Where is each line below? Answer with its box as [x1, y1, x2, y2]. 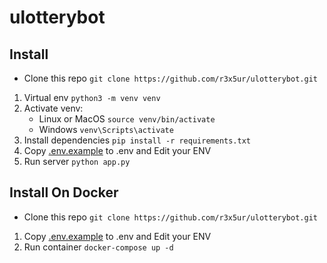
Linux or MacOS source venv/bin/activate [38, 113, 216, 125]
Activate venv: [23, 102, 84, 114]
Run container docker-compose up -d [23, 241, 174, 253]
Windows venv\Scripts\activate [38, 124, 174, 135]
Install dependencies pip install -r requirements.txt [23, 134, 251, 146]
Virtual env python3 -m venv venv [23, 92, 161, 103]
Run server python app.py [23, 156, 131, 167]
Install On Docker [9, 184, 119, 201]
